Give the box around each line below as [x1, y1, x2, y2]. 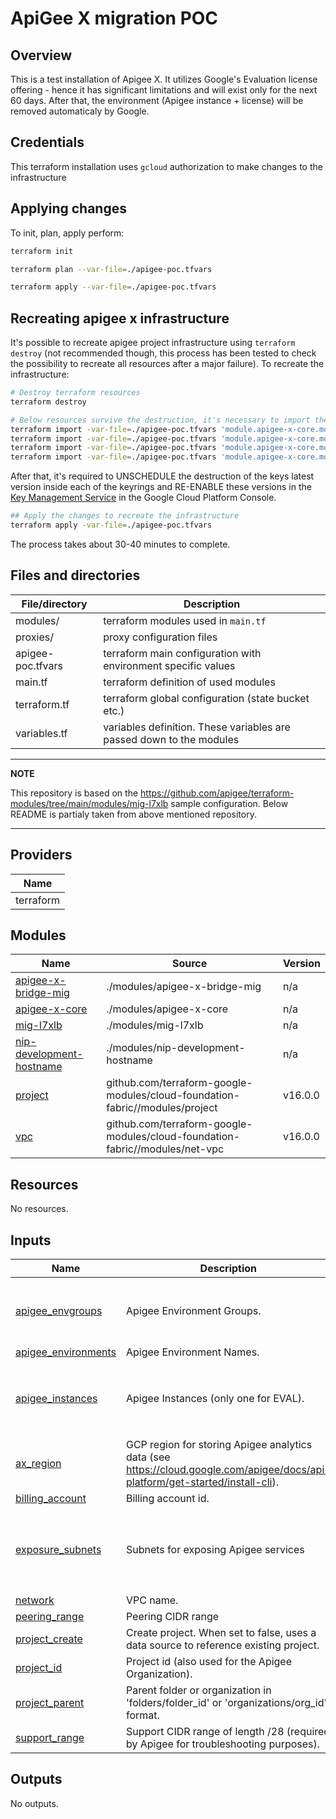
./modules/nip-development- [106, 1041, 246, 1055]
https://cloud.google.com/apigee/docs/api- [125, 1463, 332, 1476]
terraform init [10, 246, 74, 256]
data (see [125, 1450, 171, 1464]
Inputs [10, 1232, 52, 1249]
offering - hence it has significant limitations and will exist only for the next [10, 84, 318, 96]
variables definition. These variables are [103, 720, 291, 734]
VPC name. [125, 1593, 179, 1607]
